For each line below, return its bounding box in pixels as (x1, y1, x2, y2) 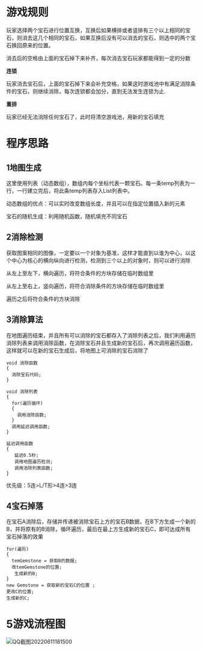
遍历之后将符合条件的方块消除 (6, 295, 80, 302)
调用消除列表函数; (14, 465, 53, 471)
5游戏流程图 (6, 617, 66, 631)
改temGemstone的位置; (11, 564, 62, 570)
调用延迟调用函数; (11, 423, 50, 430)
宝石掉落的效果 (6, 533, 43, 540)
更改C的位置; (6, 589, 34, 595)
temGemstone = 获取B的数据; (11, 558, 78, 564)
